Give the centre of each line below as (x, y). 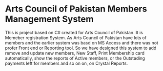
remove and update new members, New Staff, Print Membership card (75, 53)
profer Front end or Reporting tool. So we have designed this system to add (81, 48)
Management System (50, 19)
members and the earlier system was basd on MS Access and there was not (82, 43)
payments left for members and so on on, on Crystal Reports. (67, 63)
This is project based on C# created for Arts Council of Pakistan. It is (74, 32)
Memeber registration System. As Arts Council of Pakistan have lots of (76, 38)
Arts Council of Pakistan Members (76, 9)
